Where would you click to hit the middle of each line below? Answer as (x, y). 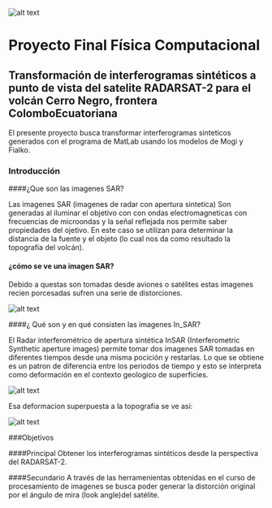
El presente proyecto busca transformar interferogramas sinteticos (120, 133)
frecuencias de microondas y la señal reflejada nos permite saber (118, 222)
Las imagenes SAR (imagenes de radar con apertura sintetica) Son (120, 204)
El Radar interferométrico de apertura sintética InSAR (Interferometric (124, 340)
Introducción (35, 170)
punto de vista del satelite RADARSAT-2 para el (130, 88)
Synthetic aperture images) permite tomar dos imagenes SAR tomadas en (132, 348)
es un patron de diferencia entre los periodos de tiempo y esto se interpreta (135, 366)
